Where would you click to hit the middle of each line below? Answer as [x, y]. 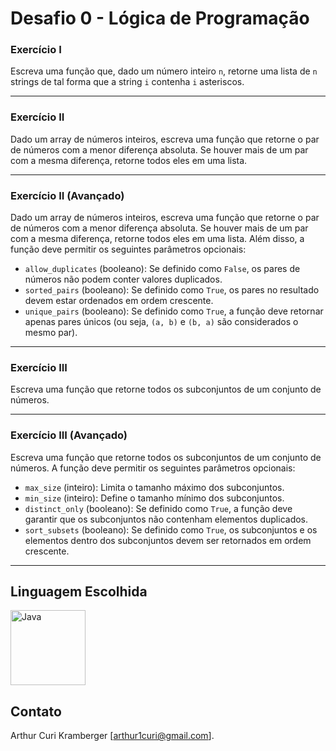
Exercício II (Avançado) [67, 195]
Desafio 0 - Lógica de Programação [160, 18]
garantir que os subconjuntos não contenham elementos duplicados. [166, 519]
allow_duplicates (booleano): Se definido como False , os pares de [162, 269]
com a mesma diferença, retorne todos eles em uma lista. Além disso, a [157, 239]
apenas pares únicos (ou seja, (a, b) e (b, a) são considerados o [161, 322]
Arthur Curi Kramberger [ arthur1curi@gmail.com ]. [112, 736]
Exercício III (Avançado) [69, 435]
